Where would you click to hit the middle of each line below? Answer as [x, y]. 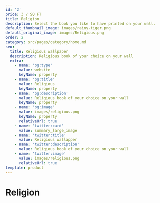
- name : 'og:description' [41, 93]
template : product [24, 168]
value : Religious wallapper [48, 140]
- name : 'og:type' [33, 65]
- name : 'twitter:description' [47, 145]
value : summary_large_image [48, 130]
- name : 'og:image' [35, 107]
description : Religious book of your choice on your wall [72, 56]
